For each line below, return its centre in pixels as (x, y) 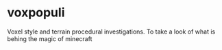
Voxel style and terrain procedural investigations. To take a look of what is (111, 32)
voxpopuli (36, 13)
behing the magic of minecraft (50, 38)
